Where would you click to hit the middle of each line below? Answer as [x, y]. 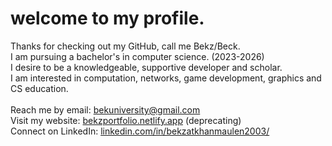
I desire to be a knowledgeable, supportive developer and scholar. [146, 67]
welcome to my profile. [107, 18]
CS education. [39, 88]
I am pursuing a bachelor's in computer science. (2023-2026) [137, 56]
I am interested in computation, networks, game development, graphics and [166, 78]
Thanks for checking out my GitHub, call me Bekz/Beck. [125, 46]
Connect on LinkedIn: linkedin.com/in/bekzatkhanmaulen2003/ [140, 131]
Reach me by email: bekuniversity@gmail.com [105, 109]
